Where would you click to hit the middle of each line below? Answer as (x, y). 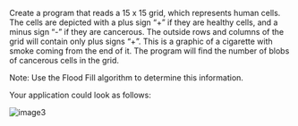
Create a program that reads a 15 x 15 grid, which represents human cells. (145, 13)
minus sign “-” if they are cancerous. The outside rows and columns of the (147, 32)
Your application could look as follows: (81, 95)
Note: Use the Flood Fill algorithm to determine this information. (127, 78)
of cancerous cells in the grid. (64, 60)
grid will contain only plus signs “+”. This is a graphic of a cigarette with (141, 41)
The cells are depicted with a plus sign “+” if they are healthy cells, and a (144, 22)
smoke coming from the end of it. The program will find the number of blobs (149, 51)
